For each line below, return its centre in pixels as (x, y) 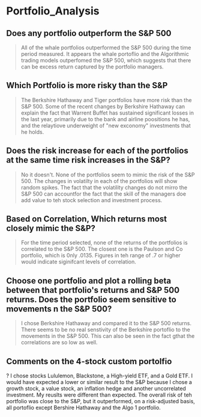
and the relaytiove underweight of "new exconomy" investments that (106, 125)
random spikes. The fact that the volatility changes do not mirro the (104, 187)
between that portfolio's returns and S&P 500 (93, 290)
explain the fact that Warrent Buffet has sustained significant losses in (107, 113)
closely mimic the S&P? (51, 228)
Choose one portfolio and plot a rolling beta (89, 280)
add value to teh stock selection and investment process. (91, 200)
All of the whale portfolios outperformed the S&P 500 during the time (106, 47)
